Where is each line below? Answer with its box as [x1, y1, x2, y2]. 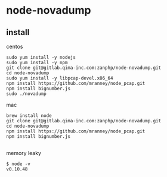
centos [6, 43, 23, 50]
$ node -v [6, 161, 31, 167]
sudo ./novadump [6, 91, 47, 97]
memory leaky [6, 150, 42, 157]
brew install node [6, 113, 52, 119]
